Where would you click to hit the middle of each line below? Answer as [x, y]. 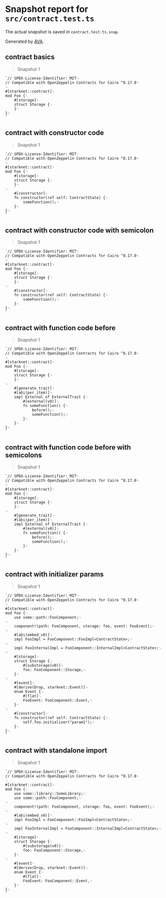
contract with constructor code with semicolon [80, 230]
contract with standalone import [56, 751]
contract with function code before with [68, 447]
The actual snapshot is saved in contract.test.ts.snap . [62, 31]
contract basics [30, 57]
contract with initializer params [54, 574]
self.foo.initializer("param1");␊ [59, 722]
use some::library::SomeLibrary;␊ [50, 793]
